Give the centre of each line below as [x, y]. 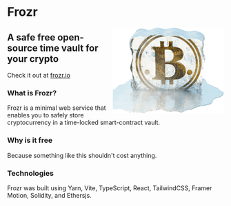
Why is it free [30, 140]
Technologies [30, 173]
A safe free [31, 37]
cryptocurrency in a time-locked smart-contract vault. [84, 123]
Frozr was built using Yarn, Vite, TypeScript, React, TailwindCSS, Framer [110, 188]
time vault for [69, 48]
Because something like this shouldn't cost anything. [82, 155]
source [22, 48]
